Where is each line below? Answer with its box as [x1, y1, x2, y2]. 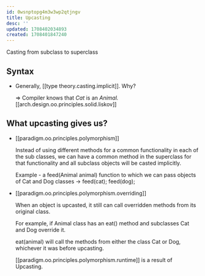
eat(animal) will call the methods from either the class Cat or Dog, [15, 238, 181, 245]
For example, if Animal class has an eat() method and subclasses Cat [15, 219, 190, 227]
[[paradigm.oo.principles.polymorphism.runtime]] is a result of [15, 256, 173, 263]
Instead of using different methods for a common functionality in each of [15, 146, 199, 153]
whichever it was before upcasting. [15, 244, 104, 252]
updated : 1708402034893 [6, 26, 67, 32]
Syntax [6, 66, 34, 76]
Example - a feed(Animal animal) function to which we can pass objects [15, 171, 196, 178]
